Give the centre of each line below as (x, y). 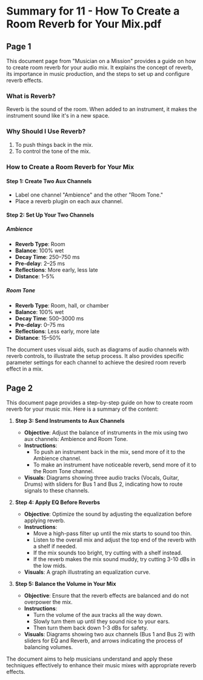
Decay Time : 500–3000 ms (49, 318)
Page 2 (20, 388)
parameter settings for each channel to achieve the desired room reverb (96, 363)
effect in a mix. (25, 369)
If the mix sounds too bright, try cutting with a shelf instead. (108, 553)
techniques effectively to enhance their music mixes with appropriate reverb (101, 665)
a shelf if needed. (55, 547)
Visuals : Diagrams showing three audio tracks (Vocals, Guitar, (101, 478)
